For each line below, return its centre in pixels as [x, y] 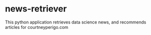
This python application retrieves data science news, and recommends [76, 22]
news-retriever [36, 9]
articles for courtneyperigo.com [37, 27]
